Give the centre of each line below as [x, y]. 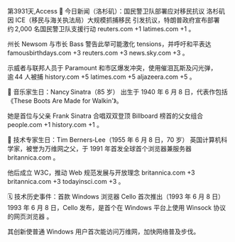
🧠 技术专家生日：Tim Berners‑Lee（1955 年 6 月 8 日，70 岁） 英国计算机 [114, 140]
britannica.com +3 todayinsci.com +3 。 [66, 181]
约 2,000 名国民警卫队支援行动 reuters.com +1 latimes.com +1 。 [101, 29]
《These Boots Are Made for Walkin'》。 [65, 101]
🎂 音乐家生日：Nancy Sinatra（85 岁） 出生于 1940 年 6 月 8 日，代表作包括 [118, 92]
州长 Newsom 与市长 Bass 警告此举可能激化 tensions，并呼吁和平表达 [109, 44]
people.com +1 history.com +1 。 [55, 125]
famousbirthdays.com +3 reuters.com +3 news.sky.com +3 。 [98, 53]
